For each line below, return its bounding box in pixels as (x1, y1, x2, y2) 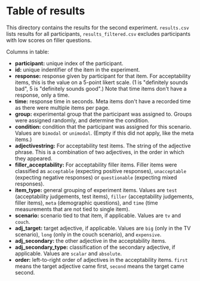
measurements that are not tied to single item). (14, 205, 130, 212)
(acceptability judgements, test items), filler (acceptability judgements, (14, 193, 194, 200)
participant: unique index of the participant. (14, 60, 124, 67)
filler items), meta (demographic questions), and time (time (14, 199, 158, 206)
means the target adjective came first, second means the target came (14, 263, 184, 270)
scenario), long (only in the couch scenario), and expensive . (14, 231, 162, 238)
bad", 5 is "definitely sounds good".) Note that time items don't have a (14, 85, 187, 92)
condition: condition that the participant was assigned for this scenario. (14, 123, 192, 130)
